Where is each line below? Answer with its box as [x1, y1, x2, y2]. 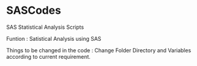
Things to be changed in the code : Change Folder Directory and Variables [6, 46, 192, 54]
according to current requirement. [6, 53, 91, 60]
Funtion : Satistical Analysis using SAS [6, 35, 102, 42]
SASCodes [6, 4, 62, 17]
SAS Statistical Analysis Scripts [6, 23, 85, 31]
